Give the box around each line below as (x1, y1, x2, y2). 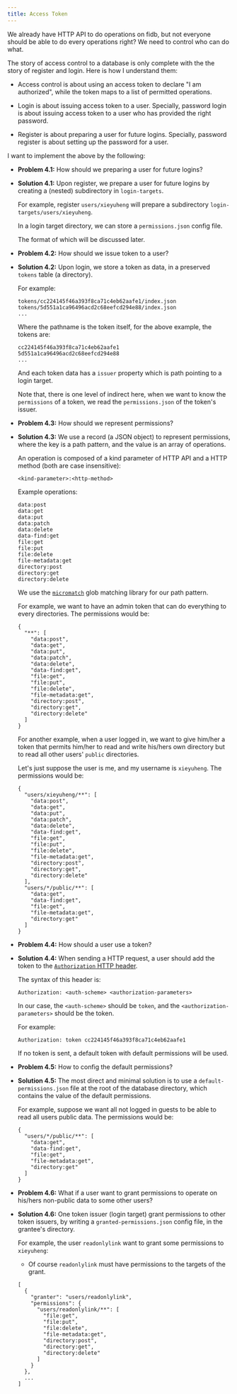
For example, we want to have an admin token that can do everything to (17, 602, 227, 610)
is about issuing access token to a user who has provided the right (17, 109, 212, 117)
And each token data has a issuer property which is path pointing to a (17, 368, 222, 377)
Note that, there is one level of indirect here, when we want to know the (17, 389, 226, 398)
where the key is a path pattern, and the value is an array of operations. (17, 440, 226, 448)
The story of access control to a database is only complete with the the (7, 58, 215, 67)
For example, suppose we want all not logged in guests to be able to (17, 1105, 217, 1114)
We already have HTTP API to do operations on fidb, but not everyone (7, 30, 211, 38)
